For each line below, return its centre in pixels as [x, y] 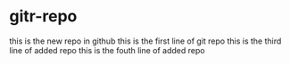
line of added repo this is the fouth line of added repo [107, 50]
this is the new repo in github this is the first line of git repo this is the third [145, 41]
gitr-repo [43, 16]
